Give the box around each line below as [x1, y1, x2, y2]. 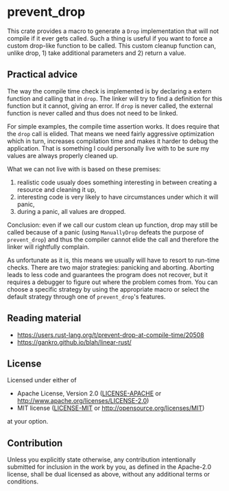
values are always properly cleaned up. [7, 151, 119, 160]
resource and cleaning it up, [16, 185, 97, 193]
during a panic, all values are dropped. [16, 207, 126, 215]
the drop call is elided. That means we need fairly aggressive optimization [7, 129, 215, 138]
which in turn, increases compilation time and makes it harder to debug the [7, 137, 219, 145]
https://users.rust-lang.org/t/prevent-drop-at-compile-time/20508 [16, 331, 204, 339]
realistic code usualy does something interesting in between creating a [16, 178, 217, 186]
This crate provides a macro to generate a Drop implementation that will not [7, 27, 219, 35]
